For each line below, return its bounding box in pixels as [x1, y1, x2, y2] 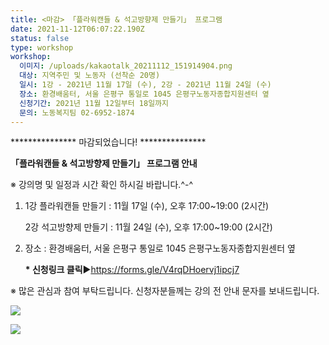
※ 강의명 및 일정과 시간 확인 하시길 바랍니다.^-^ [10, 179, 194, 191]
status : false [10, 33, 70, 43]
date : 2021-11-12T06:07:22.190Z [10, 24, 145, 34]
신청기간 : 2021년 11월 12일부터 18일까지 [19, 98, 170, 108]
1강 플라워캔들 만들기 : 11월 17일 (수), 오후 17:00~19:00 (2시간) [24, 200, 270, 212]
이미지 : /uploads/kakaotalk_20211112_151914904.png [19, 61, 233, 71]
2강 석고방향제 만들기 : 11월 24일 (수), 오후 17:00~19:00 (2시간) [24, 221, 273, 233]
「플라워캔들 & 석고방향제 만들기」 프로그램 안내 [10, 157, 198, 170]
